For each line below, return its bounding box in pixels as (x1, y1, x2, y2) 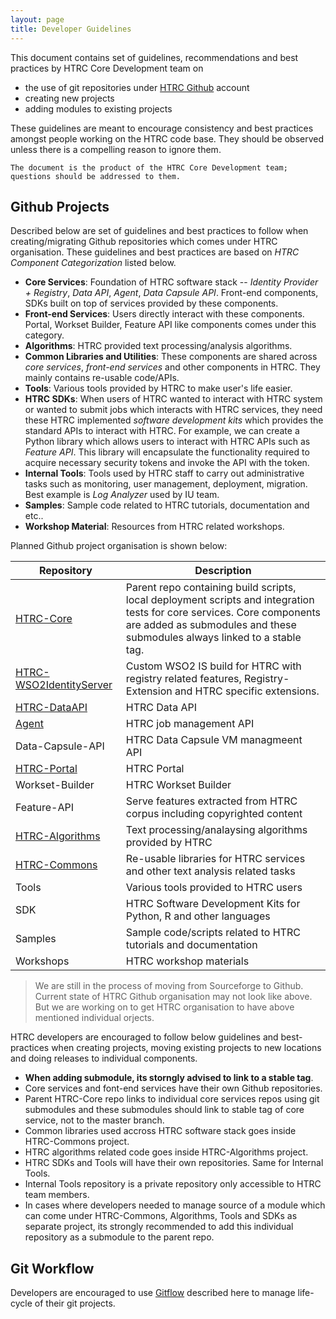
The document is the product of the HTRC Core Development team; (10, 162, 288, 173)
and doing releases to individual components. (10, 1052, 198, 1065)
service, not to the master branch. (24, 1114, 165, 1126)
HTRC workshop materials (125, 954, 250, 968)
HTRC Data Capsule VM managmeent (125, 733, 303, 747)
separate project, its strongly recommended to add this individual (24, 1221, 294, 1233)
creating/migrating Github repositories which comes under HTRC (10, 236, 278, 248)
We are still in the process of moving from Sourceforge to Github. (34, 980, 304, 992)
